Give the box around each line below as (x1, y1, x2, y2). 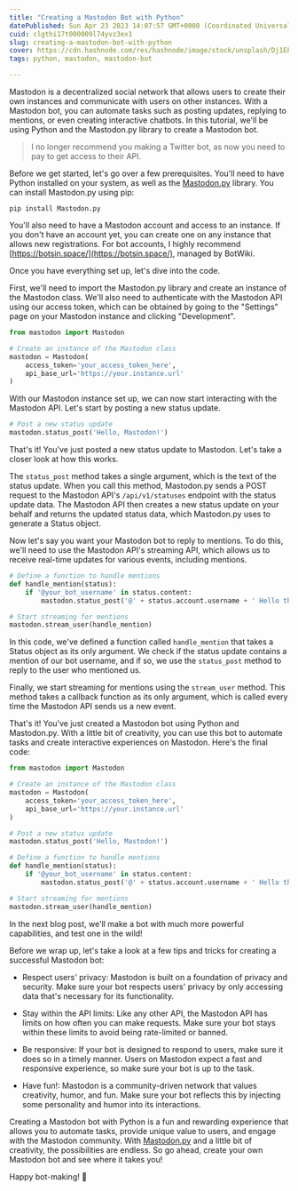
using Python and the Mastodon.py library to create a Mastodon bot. (9, 124, 259, 134)
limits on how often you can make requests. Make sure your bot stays (21, 1017, 277, 1027)
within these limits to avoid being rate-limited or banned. (21, 1027, 229, 1037)
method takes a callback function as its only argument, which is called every (9, 691, 288, 702)
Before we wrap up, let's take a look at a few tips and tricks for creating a (9, 945, 277, 955)
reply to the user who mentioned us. (9, 665, 142, 675)
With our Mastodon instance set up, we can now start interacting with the (9, 393, 278, 404)
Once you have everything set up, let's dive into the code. (9, 266, 220, 276)
